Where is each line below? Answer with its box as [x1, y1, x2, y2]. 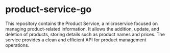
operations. [5, 42, 30, 48]
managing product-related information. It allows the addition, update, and [5, 25, 159, 32]
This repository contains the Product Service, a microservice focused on [5, 20, 158, 26]
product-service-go [5, 4, 92, 15]
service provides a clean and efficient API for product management [5, 37, 147, 43]
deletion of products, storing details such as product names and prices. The [5, 31, 165, 37]
